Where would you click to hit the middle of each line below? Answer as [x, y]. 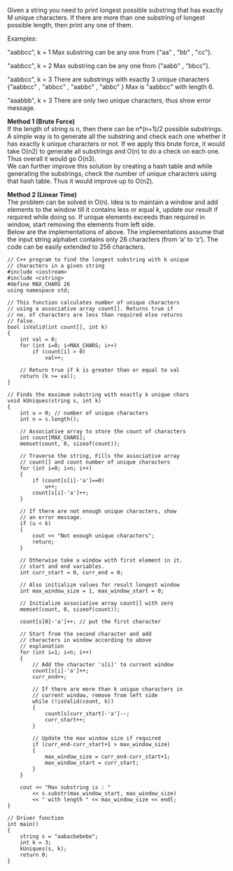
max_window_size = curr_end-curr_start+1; [107, 757]
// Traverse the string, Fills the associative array [100, 456]
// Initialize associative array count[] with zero [97, 603]
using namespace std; [39, 290]
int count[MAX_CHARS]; [53, 438]
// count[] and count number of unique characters [95, 462]
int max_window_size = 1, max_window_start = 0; [92, 591]
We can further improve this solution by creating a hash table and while [110, 166]
